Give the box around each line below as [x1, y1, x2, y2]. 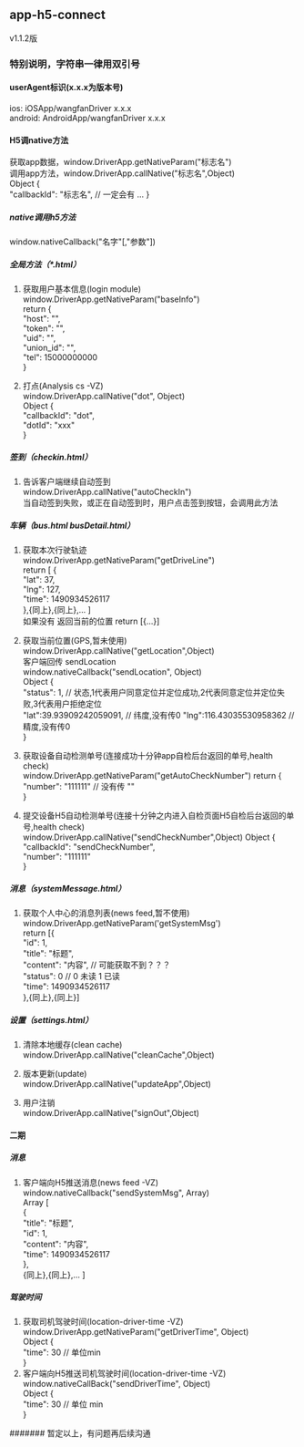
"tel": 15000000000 [22, 352, 98, 363]
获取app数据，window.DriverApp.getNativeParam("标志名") [9, 157, 232, 168]
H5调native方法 [9, 134, 69, 145]
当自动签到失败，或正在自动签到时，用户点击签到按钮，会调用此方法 [22, 497, 279, 509]
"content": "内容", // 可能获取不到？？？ [22, 959, 171, 970]
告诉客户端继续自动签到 [22, 476, 111, 487]
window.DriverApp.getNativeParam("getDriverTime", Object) [22, 1327, 249, 1338]
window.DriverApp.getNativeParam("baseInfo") [22, 294, 200, 305]
